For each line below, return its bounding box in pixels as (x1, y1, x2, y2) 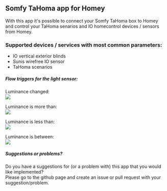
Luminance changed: (5, 89, 50, 95)
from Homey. (5, 28, 33, 35)
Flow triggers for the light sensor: (5, 75, 78, 81)
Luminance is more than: (5, 103, 57, 110)
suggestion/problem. (5, 180, 50, 186)
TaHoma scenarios (12, 64, 53, 70)
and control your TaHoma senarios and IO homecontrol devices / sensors (5, 23, 159, 29)
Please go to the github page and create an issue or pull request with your (5, 174, 161, 181)
